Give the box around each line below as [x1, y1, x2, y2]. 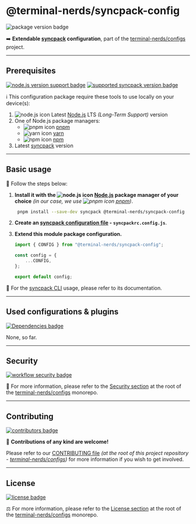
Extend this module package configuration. [14, 231, 123, 238]
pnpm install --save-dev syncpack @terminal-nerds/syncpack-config [17, 209, 185, 214]
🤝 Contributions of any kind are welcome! [6, 438, 109, 445]
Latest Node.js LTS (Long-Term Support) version [51, 111, 168, 118]
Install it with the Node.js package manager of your [14, 191, 179, 198]
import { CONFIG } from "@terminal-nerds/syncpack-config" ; [14, 242, 164, 248]
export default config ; [14, 273, 73, 280]
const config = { [14, 252, 57, 258]
